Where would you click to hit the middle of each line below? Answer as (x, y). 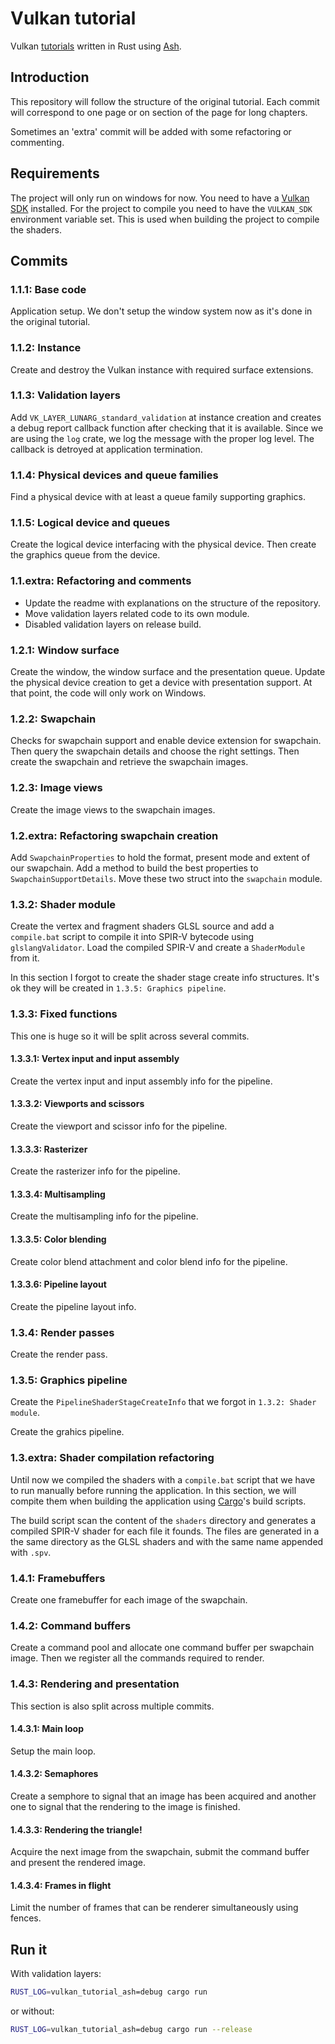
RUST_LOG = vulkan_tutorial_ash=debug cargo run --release (131, 2030)
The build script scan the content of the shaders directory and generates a (163, 1520)
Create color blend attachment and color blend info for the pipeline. (149, 1261)
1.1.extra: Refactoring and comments (101, 581)
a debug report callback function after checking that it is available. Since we (167, 428)
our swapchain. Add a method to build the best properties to (134, 868)
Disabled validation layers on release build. (113, 624)
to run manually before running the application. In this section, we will (153, 1490)
